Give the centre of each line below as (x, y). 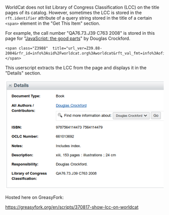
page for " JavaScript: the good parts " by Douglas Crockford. (68, 38)
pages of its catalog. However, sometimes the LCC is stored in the (74, 13)
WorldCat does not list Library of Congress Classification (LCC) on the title (82, 7)
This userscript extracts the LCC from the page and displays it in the (76, 68)
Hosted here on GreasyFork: (34, 197)
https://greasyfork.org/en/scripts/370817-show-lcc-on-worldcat (72, 207)
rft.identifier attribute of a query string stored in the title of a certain (79, 18)
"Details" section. (23, 73)
